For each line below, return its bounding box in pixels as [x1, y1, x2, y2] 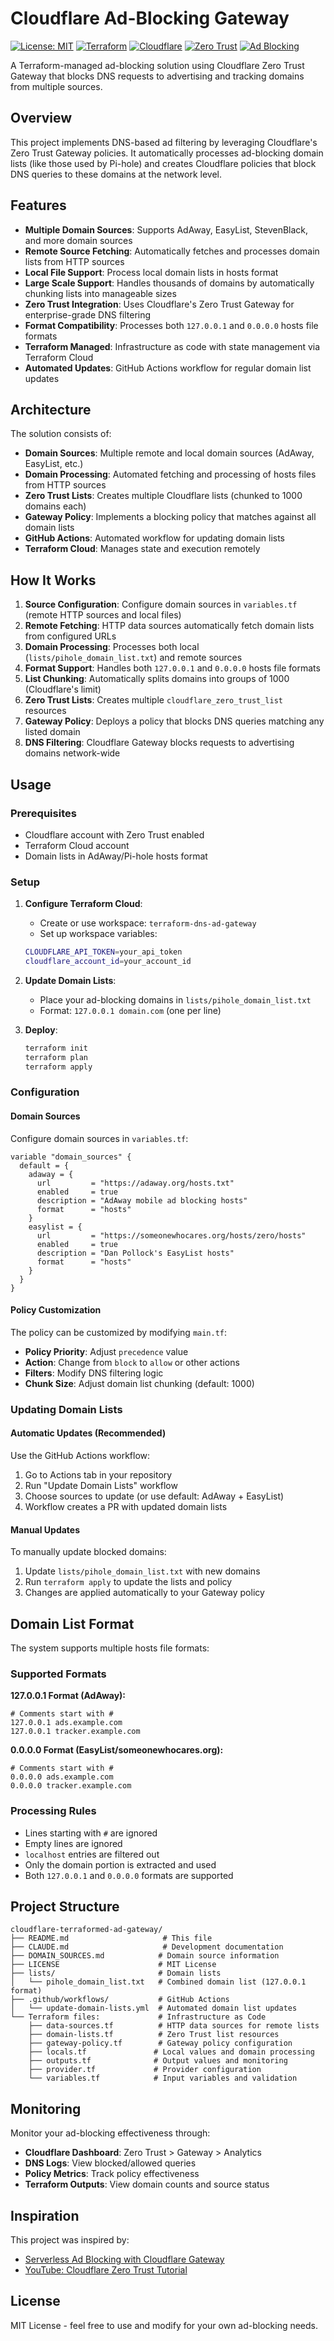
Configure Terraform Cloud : [24, 898, 143, 910]
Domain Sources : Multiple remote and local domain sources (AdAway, [24, 447, 315, 459]
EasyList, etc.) [24, 458, 84, 470]
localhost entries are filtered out [24, 1848, 160, 1860]
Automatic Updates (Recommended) [10, 1427, 167, 1439]
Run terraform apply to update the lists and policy [24, 1576, 233, 1588]
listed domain [24, 726, 81, 738]
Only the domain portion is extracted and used [24, 1858, 217, 1871]
